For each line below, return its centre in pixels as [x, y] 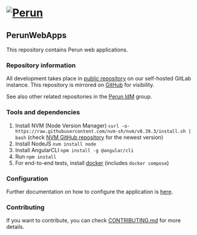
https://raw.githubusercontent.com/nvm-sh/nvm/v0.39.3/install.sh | [103, 131]
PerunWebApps [37, 35]
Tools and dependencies [43, 112]
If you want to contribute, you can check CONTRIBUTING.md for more [94, 221]
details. [15, 227]
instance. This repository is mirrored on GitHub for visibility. [80, 85]
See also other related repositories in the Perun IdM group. [79, 97]
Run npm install [36, 156]
